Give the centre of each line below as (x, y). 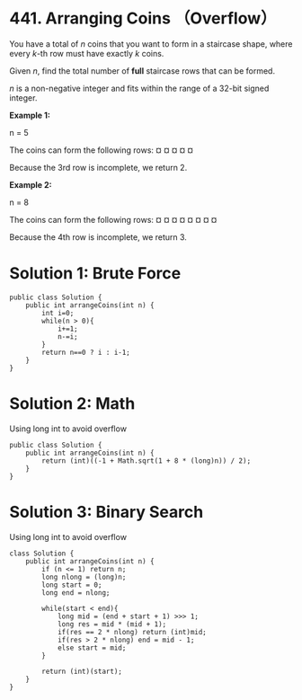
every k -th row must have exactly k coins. (87, 53)
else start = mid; (92, 648)
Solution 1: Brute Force (95, 274)
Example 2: (31, 184)
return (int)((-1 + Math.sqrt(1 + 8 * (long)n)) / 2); (147, 461)
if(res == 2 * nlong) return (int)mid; (132, 632)
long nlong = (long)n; (84, 577)
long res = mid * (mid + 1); (112, 624)
